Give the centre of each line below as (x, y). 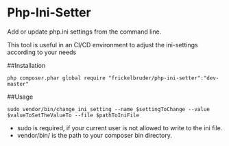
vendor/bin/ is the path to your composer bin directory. (95, 135)
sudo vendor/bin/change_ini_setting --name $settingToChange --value (109, 109)
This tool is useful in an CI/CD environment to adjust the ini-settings (103, 45)
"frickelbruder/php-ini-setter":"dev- (164, 78)
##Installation (26, 65)
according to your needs (42, 52)
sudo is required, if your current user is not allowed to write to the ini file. (120, 127)
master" (18, 84)
